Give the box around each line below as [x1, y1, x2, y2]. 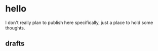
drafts [5, 39, 25, 48]
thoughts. [5, 24, 25, 30]
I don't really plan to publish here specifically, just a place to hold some [5, 19, 153, 25]
